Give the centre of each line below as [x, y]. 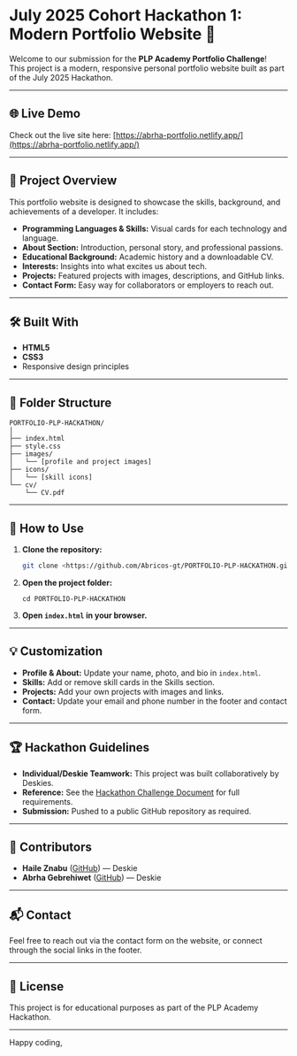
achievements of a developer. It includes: [84, 211]
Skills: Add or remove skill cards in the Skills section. [118, 682]
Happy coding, [36, 1042]
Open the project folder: [67, 582]
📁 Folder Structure [61, 402]
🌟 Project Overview [63, 181]
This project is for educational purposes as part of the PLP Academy [134, 1007]
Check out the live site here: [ [63, 135]
